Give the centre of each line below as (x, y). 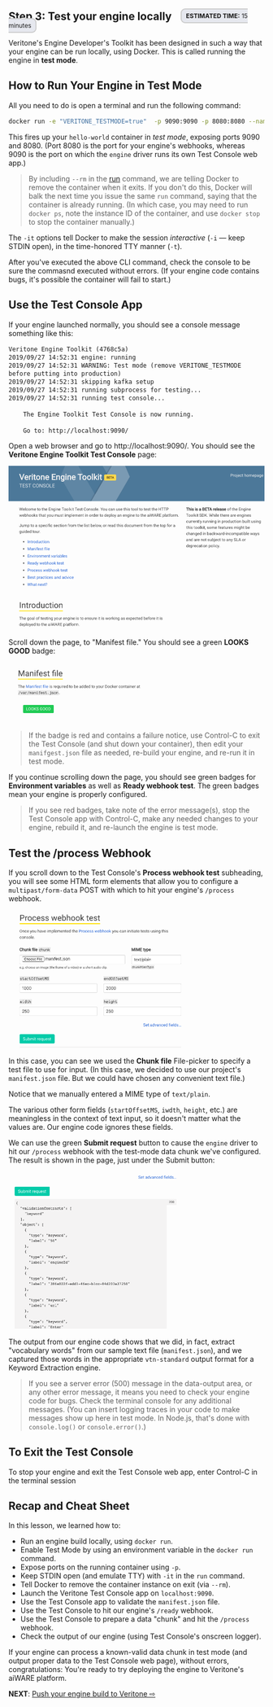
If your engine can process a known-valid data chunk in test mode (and (128, 1652)
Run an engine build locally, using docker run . (96, 1541)
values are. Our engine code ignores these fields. (91, 1127)
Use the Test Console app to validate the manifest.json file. (120, 1602)
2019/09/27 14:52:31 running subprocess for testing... (105, 390)
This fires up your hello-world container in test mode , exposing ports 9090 (134, 137)
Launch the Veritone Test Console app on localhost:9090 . (117, 1593)
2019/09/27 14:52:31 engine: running (72, 357)
